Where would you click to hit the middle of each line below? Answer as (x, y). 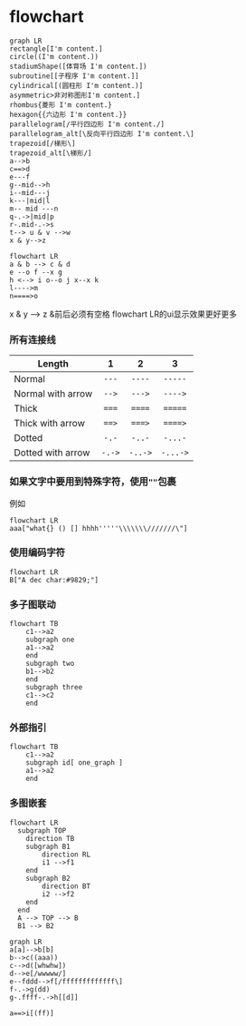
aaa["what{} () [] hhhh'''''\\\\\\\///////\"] (99, 528)
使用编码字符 (38, 552)
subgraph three (54, 688)
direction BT (66, 886)
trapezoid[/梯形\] (43, 143)
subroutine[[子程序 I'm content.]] (74, 76)
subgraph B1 (48, 846)
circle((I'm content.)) (54, 56)
